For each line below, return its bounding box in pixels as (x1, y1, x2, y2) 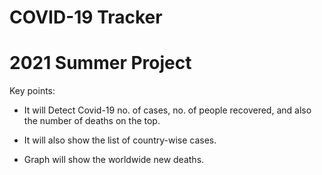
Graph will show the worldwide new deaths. (23, 154, 205, 166)
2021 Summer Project (9, 52, 192, 75)
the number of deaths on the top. (23, 115, 161, 127)
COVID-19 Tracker (9, 6, 163, 29)
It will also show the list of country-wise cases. (23, 134, 217, 146)
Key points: (9, 85, 56, 97)
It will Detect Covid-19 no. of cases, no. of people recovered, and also (23, 104, 312, 116)
